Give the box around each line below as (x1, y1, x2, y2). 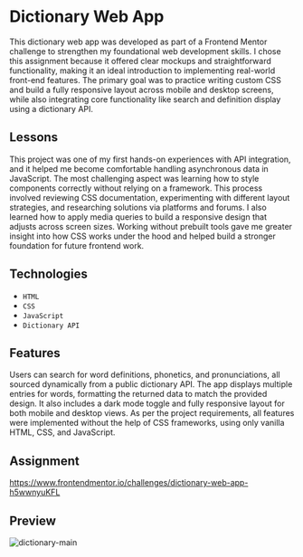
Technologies (9, 267, 89, 282)
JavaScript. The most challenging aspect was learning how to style (9, 173, 260, 184)
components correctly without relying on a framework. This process (9, 183, 263, 194)
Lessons (9, 129, 59, 146)
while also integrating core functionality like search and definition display (9, 93, 281, 105)
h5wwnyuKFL (9, 486, 61, 498)
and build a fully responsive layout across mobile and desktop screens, (9, 84, 274, 95)
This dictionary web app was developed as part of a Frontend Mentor (9, 36, 268, 47)
